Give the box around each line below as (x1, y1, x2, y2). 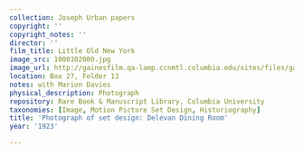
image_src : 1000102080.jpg (9, 55, 111, 64)
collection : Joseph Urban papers (9, 13, 136, 22)
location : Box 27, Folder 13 (9, 72, 119, 81)
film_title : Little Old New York (9, 47, 136, 56)
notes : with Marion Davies (9, 80, 111, 89)
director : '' (9, 38, 59, 48)
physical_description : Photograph (9, 88, 140, 97)
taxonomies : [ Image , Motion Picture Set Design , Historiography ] (9, 105, 261, 114)
